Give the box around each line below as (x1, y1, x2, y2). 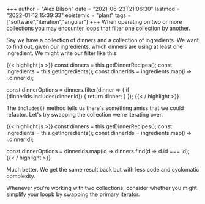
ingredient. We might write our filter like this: (6, 49, 118, 57)
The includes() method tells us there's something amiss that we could (6, 104, 184, 112)
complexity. (6, 172, 35, 180)
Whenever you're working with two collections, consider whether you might (6, 184, 198, 191)
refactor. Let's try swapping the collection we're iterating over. (6, 111, 163, 118)
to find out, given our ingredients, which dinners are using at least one (6, 43, 183, 50)
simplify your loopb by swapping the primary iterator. (6, 191, 140, 198)
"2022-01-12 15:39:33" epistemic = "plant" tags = (6, 12, 132, 19)
